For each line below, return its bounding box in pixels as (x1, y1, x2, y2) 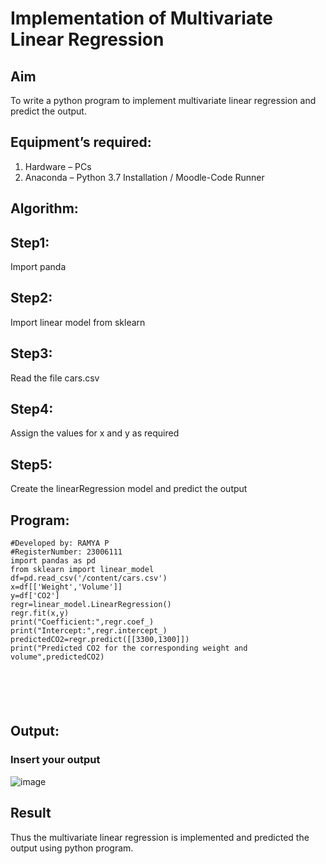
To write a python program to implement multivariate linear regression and (10, 95, 317, 106)
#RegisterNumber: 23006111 (10, 547, 123, 557)
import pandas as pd (10, 556, 97, 566)
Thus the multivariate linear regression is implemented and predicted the (10, 831, 310, 843)
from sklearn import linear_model (10, 565, 155, 575)
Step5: (10, 456, 53, 473)
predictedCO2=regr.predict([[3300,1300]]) (10, 635, 190, 645)
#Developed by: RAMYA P (10, 538, 110, 549)
